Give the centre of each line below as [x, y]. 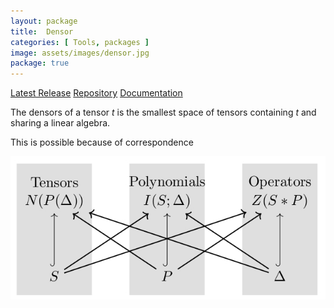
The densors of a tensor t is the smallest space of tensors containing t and [163, 112]
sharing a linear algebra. [60, 123]
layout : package [44, 21]
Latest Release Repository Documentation [96, 93]
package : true [40, 63]
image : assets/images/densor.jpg [80, 53]
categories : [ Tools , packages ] [80, 42]
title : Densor [42, 31]
